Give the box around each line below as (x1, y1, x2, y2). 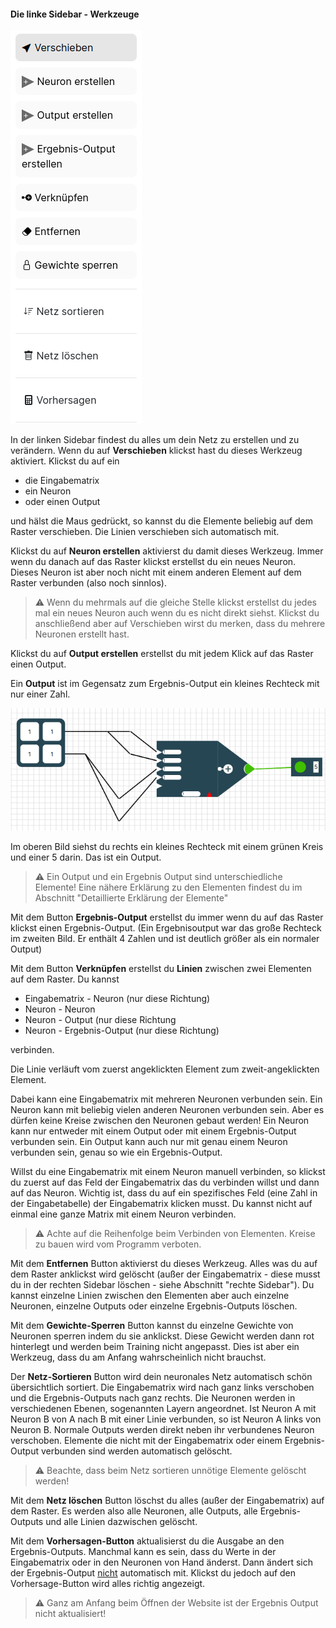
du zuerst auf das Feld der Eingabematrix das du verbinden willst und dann (10, 1176, 320, 1188)
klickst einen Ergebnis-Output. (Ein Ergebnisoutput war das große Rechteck (10, 921, 322, 934)
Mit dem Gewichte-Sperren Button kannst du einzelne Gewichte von (10, 1319, 294, 1331)
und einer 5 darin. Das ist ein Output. (10, 851, 162, 863)
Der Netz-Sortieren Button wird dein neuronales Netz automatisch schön (10, 1370, 313, 1382)
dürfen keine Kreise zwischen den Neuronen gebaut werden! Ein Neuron (10, 1114, 310, 1126)
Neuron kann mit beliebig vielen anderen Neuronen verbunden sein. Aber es (10, 1103, 325, 1115)
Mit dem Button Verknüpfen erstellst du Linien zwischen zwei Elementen (10, 962, 312, 974)
